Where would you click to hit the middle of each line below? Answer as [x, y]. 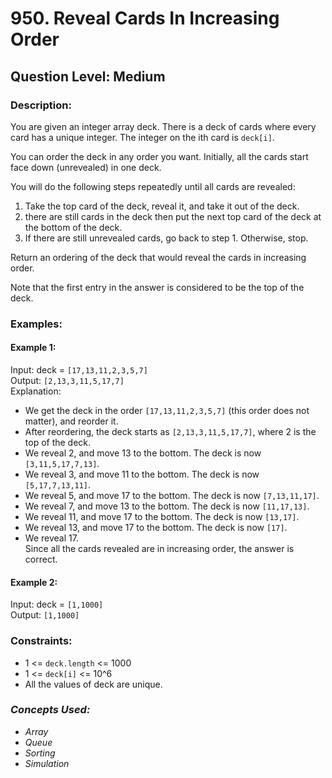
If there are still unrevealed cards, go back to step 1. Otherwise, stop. [166, 238]
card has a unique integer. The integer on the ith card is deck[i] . [142, 137]
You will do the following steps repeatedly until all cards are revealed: [153, 186]
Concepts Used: [50, 710]
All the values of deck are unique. [93, 684]
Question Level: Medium [88, 76]
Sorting [40, 753]
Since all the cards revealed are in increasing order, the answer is [159, 548]
